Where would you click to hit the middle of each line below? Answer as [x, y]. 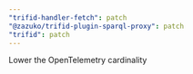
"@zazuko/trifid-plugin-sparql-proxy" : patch [96, 26]
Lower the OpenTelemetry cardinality [78, 60]
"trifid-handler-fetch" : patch [68, 18]
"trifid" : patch [39, 34]
